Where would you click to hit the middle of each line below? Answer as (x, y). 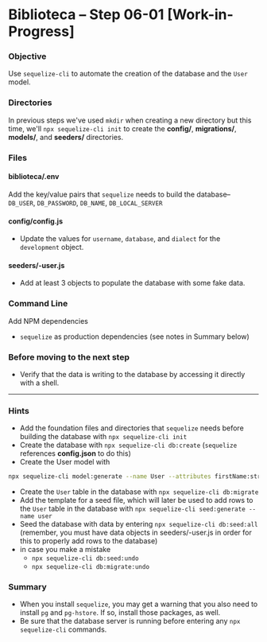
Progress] (42, 31)
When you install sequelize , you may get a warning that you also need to (139, 604)
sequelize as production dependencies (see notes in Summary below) (135, 337)
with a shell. (39, 383)
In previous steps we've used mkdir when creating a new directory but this (130, 120)
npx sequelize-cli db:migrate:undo (90, 567)
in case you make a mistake (65, 550)
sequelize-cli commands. (63, 629)
